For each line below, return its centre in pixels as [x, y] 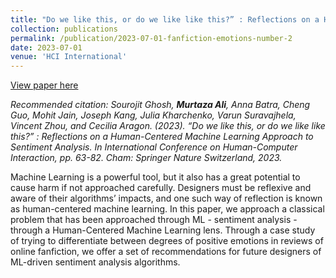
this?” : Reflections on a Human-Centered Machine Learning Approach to [162, 137]
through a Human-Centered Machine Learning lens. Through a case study [163, 230]
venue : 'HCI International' [69, 57]
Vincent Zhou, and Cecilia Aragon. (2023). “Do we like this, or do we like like [168, 126]
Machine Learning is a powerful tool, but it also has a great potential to [155, 177]
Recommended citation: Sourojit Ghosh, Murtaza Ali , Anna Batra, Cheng [160, 105]
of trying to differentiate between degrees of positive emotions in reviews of [167, 241]
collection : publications [64, 29]
